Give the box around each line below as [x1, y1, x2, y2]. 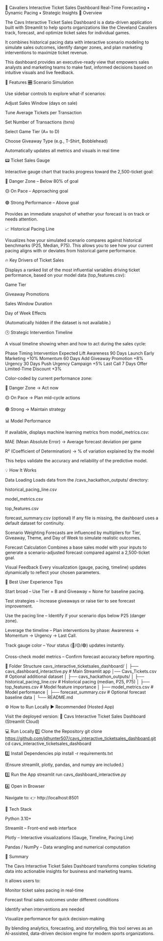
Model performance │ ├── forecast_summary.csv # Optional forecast [5, 689, 146, 695]
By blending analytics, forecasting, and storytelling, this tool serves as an [5, 925, 153, 931]
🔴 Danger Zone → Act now [5, 385, 59, 390]
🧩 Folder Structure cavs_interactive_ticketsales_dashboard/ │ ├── [5, 663, 139, 669]
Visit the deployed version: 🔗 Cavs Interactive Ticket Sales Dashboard [5, 713, 146, 719]
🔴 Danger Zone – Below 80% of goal [5, 178, 79, 184]
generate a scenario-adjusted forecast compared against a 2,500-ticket [5, 550, 150, 555]
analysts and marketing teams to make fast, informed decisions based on [5, 64, 153, 70]
